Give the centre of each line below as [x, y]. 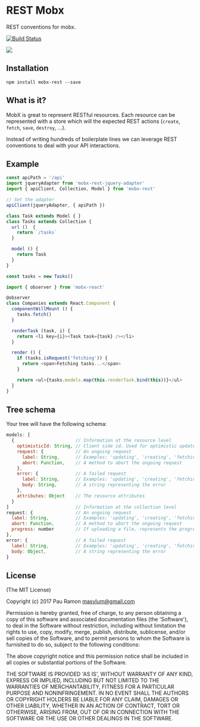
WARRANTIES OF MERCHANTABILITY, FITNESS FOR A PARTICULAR [90, 687]
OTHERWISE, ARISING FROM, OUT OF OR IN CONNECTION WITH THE [93, 712]
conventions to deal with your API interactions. [63, 145]
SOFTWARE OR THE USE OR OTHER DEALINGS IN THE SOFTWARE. [90, 719]
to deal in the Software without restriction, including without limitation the [96, 626]
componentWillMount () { [42, 309]
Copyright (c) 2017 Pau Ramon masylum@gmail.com [71, 601]
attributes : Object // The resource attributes [81, 496]
